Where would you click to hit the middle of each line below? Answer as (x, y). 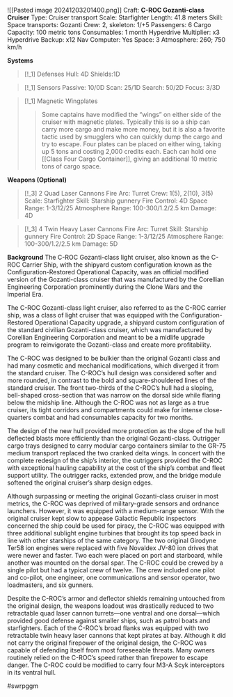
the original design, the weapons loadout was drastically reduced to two (111, 606)
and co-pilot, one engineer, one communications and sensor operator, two (114, 578)
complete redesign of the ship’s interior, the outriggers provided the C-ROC (115, 460)
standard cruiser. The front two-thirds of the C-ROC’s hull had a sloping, (111, 388)
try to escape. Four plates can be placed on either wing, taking (131, 144)
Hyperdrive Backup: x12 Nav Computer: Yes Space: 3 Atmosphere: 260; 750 (116, 40)
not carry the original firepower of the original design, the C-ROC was (107, 643)
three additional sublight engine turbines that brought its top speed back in (114, 533)
